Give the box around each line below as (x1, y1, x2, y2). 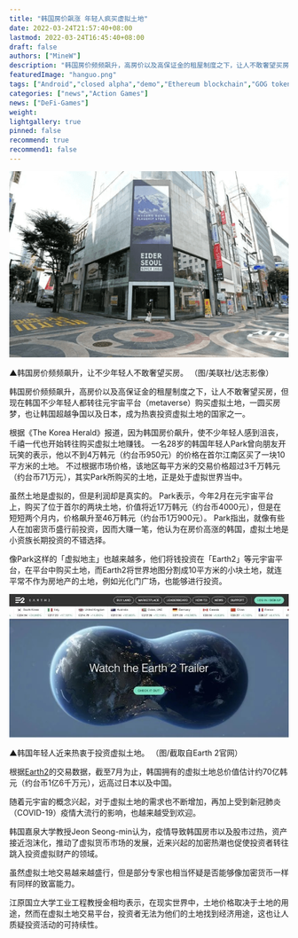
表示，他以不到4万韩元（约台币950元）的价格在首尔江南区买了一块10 (32, 449, 286, 460)
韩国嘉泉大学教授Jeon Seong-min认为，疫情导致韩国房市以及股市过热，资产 (9, 825, 288, 837)
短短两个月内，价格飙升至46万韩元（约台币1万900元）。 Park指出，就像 (9, 512, 270, 523)
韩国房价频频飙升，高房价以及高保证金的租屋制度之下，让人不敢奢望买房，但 (9, 386, 289, 396)
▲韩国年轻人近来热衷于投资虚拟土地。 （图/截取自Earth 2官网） (9, 747, 243, 758)
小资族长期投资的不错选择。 (9, 535, 111, 545)
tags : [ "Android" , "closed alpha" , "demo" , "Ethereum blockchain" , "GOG (9, 80, 268, 89)
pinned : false (9, 127, 62, 136)
